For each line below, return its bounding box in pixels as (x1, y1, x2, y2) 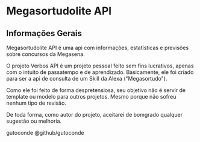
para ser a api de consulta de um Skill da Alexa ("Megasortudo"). (6, 75, 167, 82)
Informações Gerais (6, 28, 83, 39)
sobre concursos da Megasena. (6, 51, 86, 58)
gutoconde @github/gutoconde (6, 129, 84, 136)
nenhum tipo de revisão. (6, 99, 66, 106)
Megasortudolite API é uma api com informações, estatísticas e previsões (6, 44, 189, 51)
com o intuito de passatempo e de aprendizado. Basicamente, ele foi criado (6, 69, 194, 76)
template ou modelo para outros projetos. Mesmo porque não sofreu (6, 93, 177, 100)
